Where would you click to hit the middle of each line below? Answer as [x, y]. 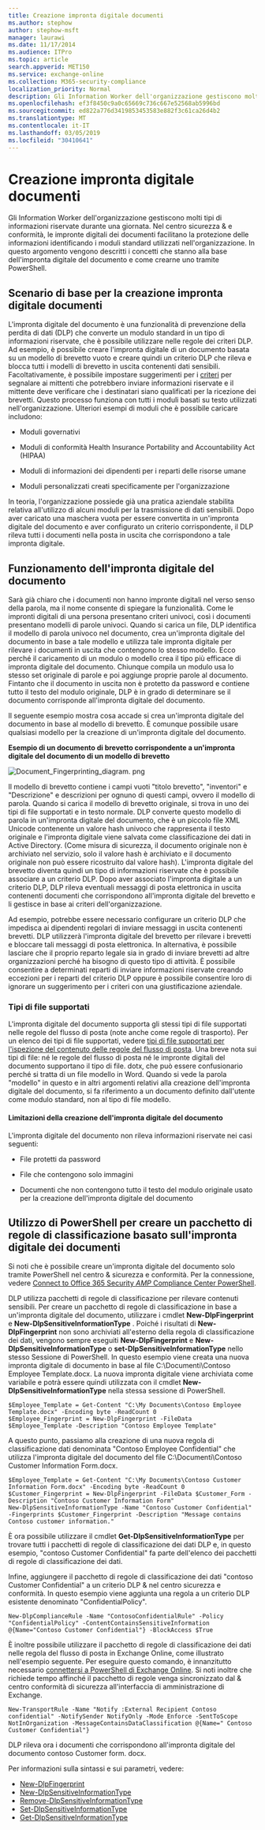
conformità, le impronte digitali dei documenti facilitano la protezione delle [129, 234]
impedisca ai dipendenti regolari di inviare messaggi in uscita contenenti [125, 928]
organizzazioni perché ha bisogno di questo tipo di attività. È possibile [122, 962]
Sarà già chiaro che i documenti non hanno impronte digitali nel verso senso [131, 600]
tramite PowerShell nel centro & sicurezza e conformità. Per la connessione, [131, 1275]
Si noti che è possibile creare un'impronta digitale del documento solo [121, 1266]
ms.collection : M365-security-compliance [77, 81]
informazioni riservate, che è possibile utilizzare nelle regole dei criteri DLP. [131, 341]
